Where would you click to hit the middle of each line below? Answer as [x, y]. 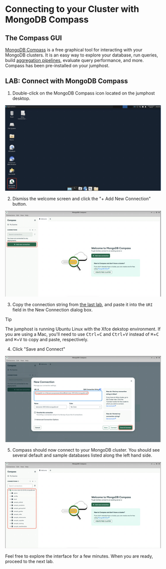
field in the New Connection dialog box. [52, 310]
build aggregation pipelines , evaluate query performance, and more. [75, 60]
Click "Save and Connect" [39, 349]
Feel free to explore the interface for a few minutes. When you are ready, [79, 556]
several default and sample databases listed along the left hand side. [82, 455]
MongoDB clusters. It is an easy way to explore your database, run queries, [82, 55]
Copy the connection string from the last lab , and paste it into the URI [83, 304]
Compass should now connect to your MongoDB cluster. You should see [86, 450]
